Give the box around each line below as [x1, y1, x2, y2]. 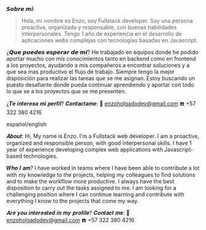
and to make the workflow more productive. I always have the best [6, 178, 175, 185]
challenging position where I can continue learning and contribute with [6, 191, 185, 198]
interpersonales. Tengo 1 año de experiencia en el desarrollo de [21, 30, 182, 37]
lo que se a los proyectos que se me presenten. [6, 88, 127, 94]
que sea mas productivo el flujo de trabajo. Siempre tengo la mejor [6, 68, 175, 75]
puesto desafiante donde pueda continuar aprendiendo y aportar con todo [6, 81, 194, 88]
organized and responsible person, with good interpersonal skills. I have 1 [6, 139, 192, 147]
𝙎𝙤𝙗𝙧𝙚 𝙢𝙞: [6, 6, 35, 12]
